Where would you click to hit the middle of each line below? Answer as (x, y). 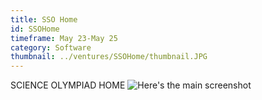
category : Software (51, 47)
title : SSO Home (44, 19)
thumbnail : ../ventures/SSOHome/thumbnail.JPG (109, 57)
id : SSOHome (35, 29)
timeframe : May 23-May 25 (64, 38)
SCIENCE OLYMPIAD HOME (68, 85)
